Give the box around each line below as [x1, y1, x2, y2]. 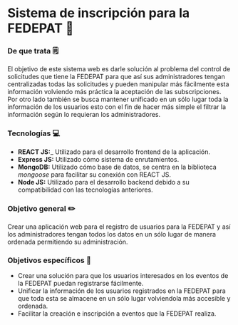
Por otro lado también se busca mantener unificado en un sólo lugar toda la [7, 95, 229, 104]
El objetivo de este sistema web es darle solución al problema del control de [7, 65, 231, 73]
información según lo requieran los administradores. [7, 110, 161, 119]
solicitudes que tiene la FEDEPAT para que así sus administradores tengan [7, 73, 226, 81]
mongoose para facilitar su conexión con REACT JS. [17, 170, 172, 179]
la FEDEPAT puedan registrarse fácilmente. [17, 279, 144, 288]
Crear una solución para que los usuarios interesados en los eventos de [17, 272, 229, 280]
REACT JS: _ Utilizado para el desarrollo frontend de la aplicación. [17, 148, 210, 156]
